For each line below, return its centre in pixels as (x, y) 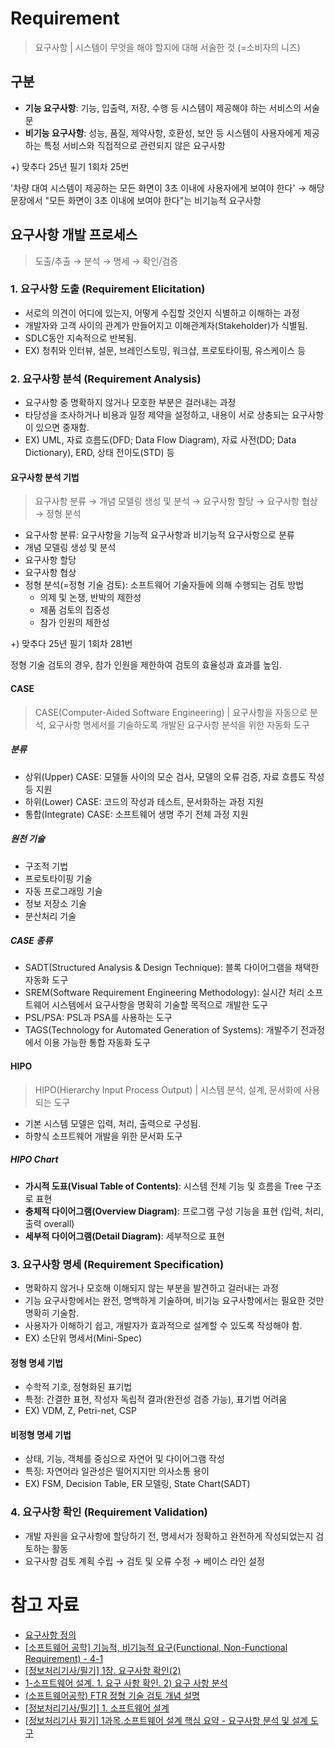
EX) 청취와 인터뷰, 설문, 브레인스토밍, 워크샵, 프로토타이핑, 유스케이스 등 (165, 350)
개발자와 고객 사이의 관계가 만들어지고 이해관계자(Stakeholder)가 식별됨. (166, 325)
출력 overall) (49, 1223)
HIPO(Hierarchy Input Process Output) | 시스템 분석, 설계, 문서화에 (168, 1089)
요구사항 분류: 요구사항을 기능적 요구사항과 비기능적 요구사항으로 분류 (159, 535)
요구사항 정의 (50, 1634)
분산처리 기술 (50, 916)
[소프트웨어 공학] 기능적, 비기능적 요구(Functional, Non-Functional (156, 1647)
